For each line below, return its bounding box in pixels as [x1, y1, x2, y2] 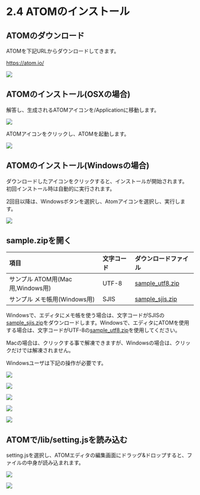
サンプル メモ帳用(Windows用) [9, 296, 95, 304]
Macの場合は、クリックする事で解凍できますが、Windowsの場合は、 [6, 339, 176, 346]
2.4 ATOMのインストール [6, 5, 130, 19]
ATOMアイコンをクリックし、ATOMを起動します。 [6, 130, 130, 137]
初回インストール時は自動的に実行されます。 [6, 185, 115, 192]
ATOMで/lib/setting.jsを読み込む [6, 435, 128, 445]
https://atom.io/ [6, 60, 45, 66]
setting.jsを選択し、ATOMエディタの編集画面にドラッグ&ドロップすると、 [6, 451, 187, 459]
